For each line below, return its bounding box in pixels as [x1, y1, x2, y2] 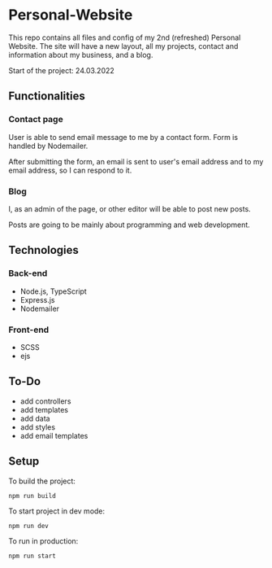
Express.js [19, 295, 55, 304]
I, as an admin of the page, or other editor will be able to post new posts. [8, 203, 252, 213]
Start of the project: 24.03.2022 [8, 65, 115, 75]
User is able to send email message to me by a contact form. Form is [8, 132, 238, 142]
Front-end [8, 324, 50, 335]
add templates [19, 404, 69, 414]
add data [19, 413, 50, 423]
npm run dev [8, 522, 49, 530]
